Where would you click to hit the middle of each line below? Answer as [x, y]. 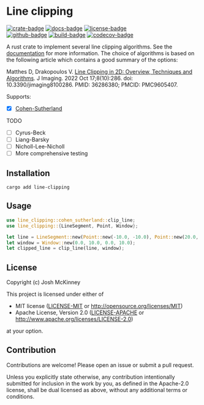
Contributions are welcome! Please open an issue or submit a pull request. [100, 365]
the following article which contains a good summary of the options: [92, 60]
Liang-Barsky [32, 140]
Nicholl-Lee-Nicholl [40, 147]
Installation [28, 173]
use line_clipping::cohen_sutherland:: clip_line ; [71, 220]
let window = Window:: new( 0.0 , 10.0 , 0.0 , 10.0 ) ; [71, 243]
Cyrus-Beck [30, 133]
